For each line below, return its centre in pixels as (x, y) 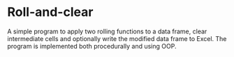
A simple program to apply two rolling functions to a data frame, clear (107, 31)
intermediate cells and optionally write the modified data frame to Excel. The (117, 38)
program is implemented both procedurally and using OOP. (92, 46)
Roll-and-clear (50, 12)
